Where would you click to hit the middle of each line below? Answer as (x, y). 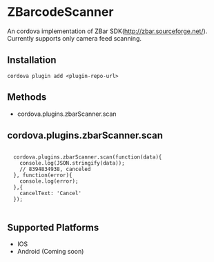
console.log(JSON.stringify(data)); (72, 163)
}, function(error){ (43, 175)
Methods (27, 97)
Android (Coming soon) (50, 252)
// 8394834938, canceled (55, 170)
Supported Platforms (53, 227)
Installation (32, 60)
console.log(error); (49, 181)
